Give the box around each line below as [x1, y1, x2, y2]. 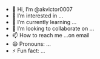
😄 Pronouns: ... [12, 40, 52, 48]
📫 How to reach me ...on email [12, 32, 90, 39]
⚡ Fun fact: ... [12, 47, 45, 54]
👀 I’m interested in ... [12, 12, 64, 19]
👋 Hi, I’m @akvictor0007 [12, 6, 73, 13]
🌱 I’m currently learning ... [12, 19, 77, 25]
